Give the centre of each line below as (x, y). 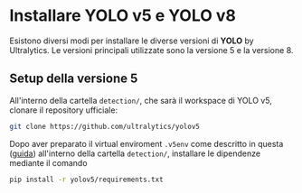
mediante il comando (48, 162)
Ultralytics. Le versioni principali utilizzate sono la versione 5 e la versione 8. (151, 50)
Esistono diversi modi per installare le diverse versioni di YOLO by (132, 41)
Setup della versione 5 (74, 79)
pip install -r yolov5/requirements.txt (87, 179)
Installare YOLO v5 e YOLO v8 (123, 16)
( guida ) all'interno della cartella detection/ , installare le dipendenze (135, 153)
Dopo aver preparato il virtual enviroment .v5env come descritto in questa (146, 143)
